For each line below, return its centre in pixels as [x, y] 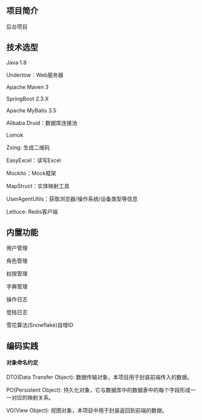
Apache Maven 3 [28, 87]
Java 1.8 [17, 62]
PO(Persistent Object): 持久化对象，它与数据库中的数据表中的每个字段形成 [99, 390]
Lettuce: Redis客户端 [32, 212]
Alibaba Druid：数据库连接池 [42, 123]
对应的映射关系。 [33, 398]
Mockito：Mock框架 [31, 173]
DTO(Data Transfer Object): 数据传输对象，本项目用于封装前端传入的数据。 [99, 377]
